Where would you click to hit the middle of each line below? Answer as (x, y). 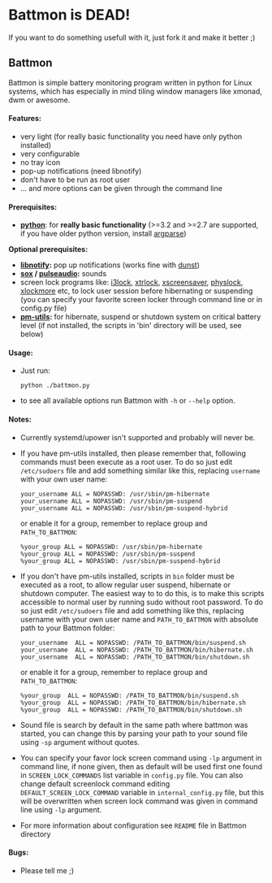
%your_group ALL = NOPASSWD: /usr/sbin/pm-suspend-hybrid (120, 561)
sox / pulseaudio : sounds (63, 274)
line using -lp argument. (61, 809)
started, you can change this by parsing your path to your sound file (134, 734)
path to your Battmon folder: (67, 628)
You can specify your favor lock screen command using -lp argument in (141, 758)
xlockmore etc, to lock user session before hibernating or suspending (136, 291)
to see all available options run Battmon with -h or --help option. (127, 400)
